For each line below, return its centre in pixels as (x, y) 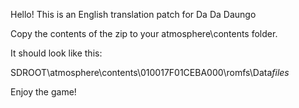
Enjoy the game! (43, 92)
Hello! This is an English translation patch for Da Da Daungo (133, 14)
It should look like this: (56, 53)
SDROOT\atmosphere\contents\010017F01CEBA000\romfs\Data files (150, 72)
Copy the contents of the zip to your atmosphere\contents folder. (144, 33)
